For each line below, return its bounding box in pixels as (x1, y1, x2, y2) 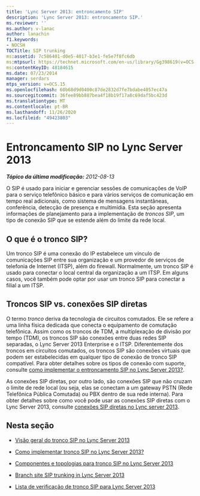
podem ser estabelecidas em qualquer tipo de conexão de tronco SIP (6, 353, 177, 360)
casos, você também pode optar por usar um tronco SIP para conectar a (6, 275, 185, 282)
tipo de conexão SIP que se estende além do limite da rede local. (6, 217, 166, 224)
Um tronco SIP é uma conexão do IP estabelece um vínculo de (6, 250, 160, 257)
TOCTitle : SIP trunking (6, 48, 66, 54)
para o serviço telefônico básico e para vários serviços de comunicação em (6, 191, 193, 199)
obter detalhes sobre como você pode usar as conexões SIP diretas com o (6, 396, 190, 404)
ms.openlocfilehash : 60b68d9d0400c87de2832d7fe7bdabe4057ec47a (6, 87, 168, 93)
